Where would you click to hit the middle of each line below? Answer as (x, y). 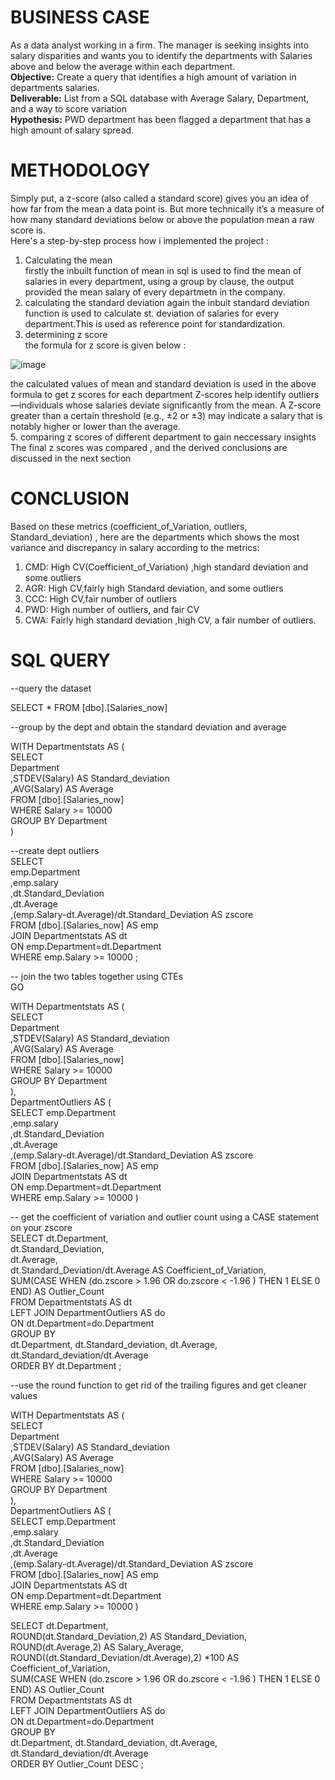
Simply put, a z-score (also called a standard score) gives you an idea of (160, 198)
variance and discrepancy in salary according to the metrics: (135, 547)
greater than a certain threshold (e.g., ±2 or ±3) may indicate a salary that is (166, 415)
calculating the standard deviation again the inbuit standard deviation (167, 302)
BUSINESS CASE (80, 17)
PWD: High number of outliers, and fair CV (112, 609)
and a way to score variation (69, 108)
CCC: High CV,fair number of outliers (101, 598)
